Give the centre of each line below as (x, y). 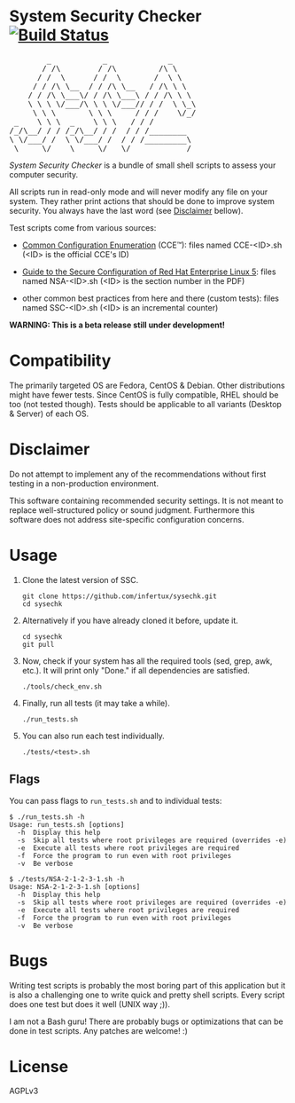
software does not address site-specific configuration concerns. (127, 519)
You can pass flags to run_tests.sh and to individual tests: (116, 800)
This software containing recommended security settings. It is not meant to (146, 500)
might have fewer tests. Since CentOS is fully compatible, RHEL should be (144, 394)
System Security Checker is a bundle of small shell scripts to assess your (143, 165)
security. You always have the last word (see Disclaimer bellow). (126, 210)
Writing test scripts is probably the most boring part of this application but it (147, 985)
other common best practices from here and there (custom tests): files (151, 298)
